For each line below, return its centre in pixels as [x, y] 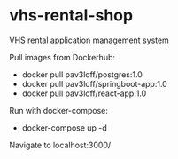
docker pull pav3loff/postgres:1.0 [82, 74]
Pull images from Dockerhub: [62, 57]
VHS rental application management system [89, 40]
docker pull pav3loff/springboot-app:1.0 [95, 83]
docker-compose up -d [65, 127]
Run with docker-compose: [59, 110]
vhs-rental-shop [71, 16]
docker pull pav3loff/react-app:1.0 [84, 93]
